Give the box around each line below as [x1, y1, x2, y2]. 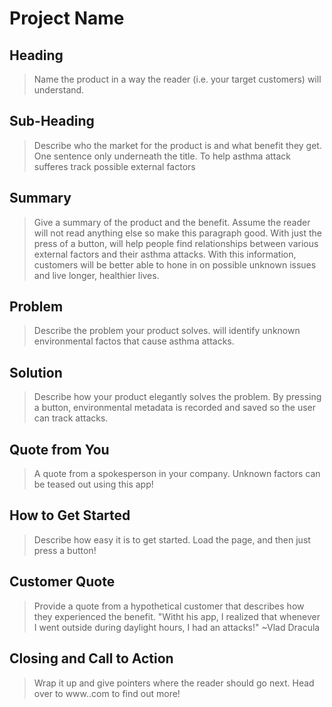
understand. [33, 84, 85, 96]
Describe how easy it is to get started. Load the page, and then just [33, 533, 311, 546]
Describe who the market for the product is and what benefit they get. [33, 139, 322, 151]
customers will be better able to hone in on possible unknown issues [33, 258, 317, 271]
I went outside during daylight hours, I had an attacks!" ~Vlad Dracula [33, 621, 321, 633]
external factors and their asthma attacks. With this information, [33, 248, 297, 260]
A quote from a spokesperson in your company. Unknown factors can [33, 468, 321, 480]
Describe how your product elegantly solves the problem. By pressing [33, 391, 322, 403]
